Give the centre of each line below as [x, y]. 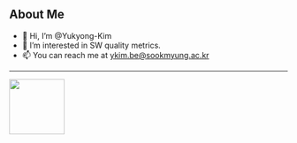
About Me [37, 15]
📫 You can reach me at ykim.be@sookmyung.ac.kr [115, 55]
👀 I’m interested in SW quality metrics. [91, 45]
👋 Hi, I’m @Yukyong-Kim [67, 35]
